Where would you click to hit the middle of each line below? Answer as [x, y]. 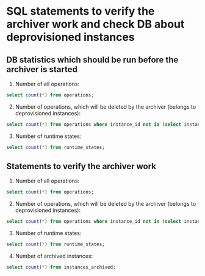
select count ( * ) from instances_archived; [61, 267]
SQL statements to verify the [81, 11]
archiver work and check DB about [95, 24]
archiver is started [42, 69]
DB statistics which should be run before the [92, 60]
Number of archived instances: [54, 256]
